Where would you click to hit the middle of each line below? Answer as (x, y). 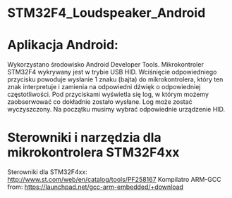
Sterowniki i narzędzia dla (84, 138)
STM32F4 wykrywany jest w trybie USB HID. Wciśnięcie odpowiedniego (112, 72)
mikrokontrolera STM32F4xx (93, 153)
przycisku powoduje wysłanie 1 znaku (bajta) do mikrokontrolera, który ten (115, 79)
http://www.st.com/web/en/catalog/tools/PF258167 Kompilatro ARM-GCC (114, 180)
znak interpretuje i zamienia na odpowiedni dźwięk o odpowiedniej (104, 87)
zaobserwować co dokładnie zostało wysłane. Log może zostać (100, 102)
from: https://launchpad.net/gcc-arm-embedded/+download (95, 187)
